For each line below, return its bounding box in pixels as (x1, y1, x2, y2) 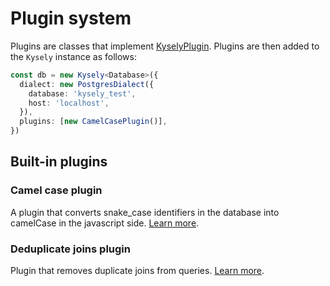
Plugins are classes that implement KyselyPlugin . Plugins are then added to (10, 40, 320, 52)
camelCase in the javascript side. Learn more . (10, 217, 200, 229)
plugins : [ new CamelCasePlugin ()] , (19, 117, 168, 127)
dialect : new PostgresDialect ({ (19, 79, 155, 89)
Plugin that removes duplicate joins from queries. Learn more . (10, 265, 265, 277)
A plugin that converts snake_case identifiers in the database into (10, 206, 280, 218)
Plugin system (10, 7, 132, 30)
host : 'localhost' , (28, 98, 110, 108)
